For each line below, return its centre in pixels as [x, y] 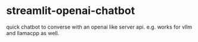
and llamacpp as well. [33, 33]
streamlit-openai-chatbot [71, 11]
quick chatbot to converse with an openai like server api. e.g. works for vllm [99, 27]
